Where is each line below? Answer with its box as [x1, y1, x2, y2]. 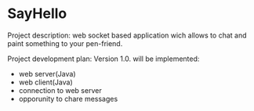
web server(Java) [18, 69, 76, 78]
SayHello [7, 5, 67, 23]
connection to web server [18, 85, 103, 95]
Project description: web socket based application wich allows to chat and [7, 30, 248, 40]
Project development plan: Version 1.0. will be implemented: [7, 54, 200, 63]
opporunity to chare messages [18, 94, 118, 103]
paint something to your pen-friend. [7, 38, 123, 48]
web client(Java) [18, 77, 73, 87]
